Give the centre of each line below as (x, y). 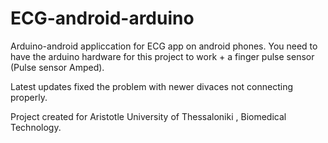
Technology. (36, 127)
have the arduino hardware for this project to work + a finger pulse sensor (162, 56)
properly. (29, 97)
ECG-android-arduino (102, 18)
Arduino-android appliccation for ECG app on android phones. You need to (164, 46)
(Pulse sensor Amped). (57, 67)
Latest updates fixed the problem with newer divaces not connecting (151, 86)
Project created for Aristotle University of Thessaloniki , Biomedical (148, 116)
